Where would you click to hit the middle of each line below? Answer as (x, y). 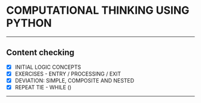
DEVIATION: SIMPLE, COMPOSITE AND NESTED (74, 80)
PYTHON (29, 23)
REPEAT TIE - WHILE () (43, 87)
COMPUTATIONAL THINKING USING (98, 10)
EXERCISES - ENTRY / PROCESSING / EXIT (68, 74)
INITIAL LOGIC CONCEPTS (48, 67)
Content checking (40, 52)
